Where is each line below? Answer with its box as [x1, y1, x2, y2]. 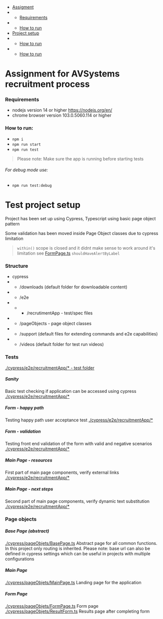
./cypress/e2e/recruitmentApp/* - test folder [5, 365, 95, 371]
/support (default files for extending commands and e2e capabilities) [19, 331, 158, 337]
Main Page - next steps [5, 486, 54, 492]
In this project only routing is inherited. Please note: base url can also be [5, 545, 150, 551]
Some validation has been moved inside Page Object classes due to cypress [5, 230, 159, 236]
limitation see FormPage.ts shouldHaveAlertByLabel [17, 250, 120, 256]
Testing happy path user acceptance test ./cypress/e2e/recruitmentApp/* [5, 417, 153, 423]
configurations [5, 556, 35, 562]
